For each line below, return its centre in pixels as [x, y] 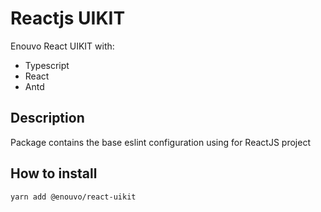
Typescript [47, 65]
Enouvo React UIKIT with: [62, 46]
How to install [54, 173]
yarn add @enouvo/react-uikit [73, 197]
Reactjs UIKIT [68, 18]
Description [47, 118]
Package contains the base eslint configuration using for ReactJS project [160, 142]
